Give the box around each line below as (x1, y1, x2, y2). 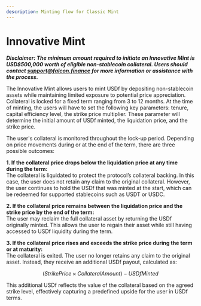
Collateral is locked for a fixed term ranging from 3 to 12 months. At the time (6, 97, 193, 105)
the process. (6, 73, 39, 81)
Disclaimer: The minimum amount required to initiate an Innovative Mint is (6, 54, 195, 62)
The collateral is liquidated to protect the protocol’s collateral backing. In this (6, 172, 194, 179)
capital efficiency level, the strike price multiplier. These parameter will (6, 110, 181, 117)
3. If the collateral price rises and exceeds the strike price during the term (6, 239, 193, 246)
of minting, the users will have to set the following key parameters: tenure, (6, 104, 189, 111)
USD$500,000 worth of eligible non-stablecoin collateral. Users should (6, 60, 188, 68)
